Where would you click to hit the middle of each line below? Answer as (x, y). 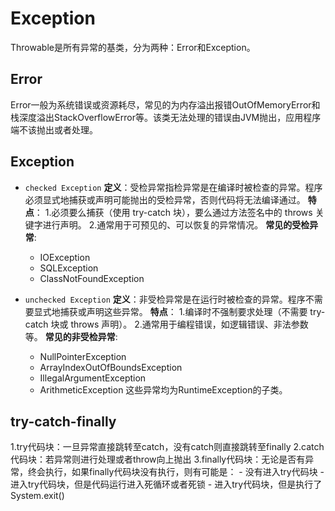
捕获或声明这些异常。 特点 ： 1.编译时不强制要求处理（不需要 (183, 311)
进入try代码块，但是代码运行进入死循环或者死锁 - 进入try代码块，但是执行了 (166, 484)
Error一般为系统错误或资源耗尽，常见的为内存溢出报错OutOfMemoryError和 (165, 104)
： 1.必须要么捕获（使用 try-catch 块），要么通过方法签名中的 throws (173, 212)
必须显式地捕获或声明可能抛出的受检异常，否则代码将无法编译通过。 (165, 199)
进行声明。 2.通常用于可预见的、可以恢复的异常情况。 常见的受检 (176, 224)
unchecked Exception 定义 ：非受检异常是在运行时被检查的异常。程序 (165, 299)
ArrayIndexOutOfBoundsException (111, 367)
